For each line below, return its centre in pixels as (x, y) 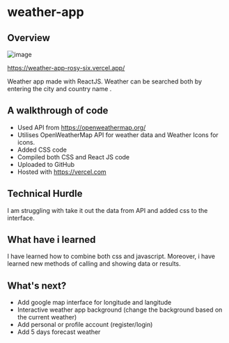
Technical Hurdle (45, 194)
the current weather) (47, 317)
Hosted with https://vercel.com (62, 172)
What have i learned (52, 240)
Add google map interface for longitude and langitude (94, 303)
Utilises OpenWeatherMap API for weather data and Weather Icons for (118, 135)
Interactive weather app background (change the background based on (120, 310)
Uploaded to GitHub (46, 164)
